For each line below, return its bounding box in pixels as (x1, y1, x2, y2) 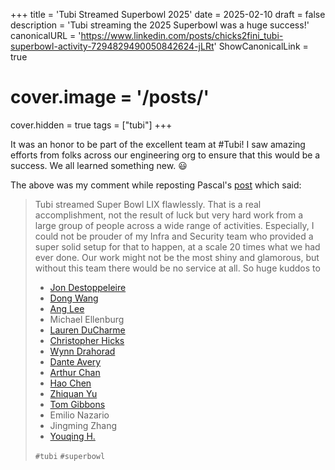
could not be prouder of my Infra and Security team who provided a (34, 230, 314, 242)
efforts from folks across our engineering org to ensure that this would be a (10, 149, 321, 161)
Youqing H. (49, 430, 96, 442)
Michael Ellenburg (49, 313, 125, 325)
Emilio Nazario (49, 409, 110, 421)
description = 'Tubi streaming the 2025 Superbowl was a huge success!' (10, 19, 310, 31)
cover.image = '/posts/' (10, 86, 210, 109)
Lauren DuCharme (49, 324, 126, 336)
